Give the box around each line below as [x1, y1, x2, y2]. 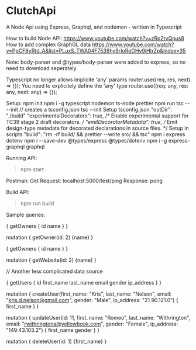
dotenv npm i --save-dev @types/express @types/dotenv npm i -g [6, 137, 167, 144]
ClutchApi [6, 4, 56, 18]
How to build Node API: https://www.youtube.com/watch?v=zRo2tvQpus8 [6, 34, 184, 41]
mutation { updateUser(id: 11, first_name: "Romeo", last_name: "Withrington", [6, 314, 191, 321]
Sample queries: [6, 211, 46, 218]
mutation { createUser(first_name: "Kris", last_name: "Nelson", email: [6, 290, 172, 297]
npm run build [20, 200, 54, 207]
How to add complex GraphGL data [6, 41, 91, 48]
